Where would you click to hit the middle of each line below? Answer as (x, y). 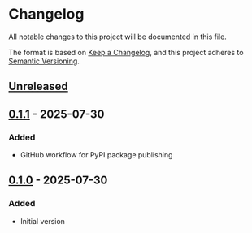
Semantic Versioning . (44, 61)
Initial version (42, 221)
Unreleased (39, 86)
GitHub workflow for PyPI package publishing (96, 155)
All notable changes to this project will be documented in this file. (118, 37)
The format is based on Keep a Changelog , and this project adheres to (126, 52)
